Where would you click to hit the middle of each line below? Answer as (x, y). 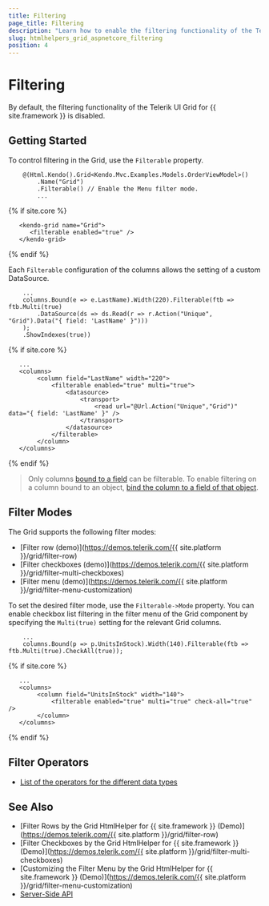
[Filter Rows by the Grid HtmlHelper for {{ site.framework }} (118, 826)
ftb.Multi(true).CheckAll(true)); (66, 651)
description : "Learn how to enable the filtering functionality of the (130, 30)
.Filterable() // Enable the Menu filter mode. (118, 189)
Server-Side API (46, 894)
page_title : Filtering (46, 23)
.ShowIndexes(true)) (57, 335)
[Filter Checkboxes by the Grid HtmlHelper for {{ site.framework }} (129, 843)
